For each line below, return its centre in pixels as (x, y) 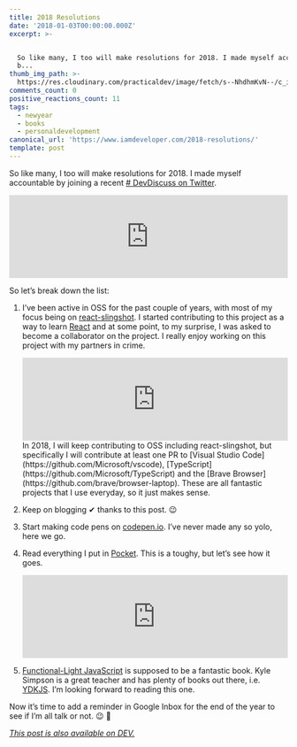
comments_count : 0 (43, 90)
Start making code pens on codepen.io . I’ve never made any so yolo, (147, 527)
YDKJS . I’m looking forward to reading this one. (108, 689)
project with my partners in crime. (84, 345)
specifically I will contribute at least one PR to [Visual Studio (131, 454)
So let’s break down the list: (59, 290)
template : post (37, 148)
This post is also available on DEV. (72, 733)
